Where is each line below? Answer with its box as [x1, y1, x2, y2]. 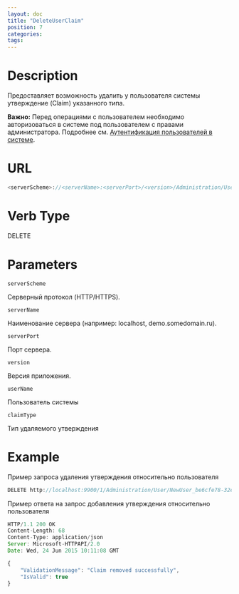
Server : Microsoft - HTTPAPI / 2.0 [7, 541, 100, 548]
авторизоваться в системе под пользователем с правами [7, 121, 184, 129]
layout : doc [7, 10, 43, 18]
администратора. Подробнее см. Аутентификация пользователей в [7, 128, 213, 136]
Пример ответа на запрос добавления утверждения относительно [7, 499, 211, 508]
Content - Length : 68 [7, 527, 65, 535]
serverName [7, 306, 40, 314]
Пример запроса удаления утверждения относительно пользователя [7, 472, 219, 481]
